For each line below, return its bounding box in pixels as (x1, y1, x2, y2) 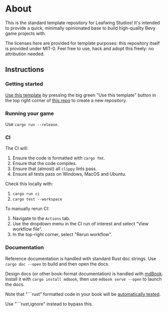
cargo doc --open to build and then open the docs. (5, 261, 109, 267)
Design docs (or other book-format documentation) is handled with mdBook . (5, 270, 163, 277)
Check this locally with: (5, 181, 54, 187)
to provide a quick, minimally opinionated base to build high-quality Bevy (5, 25, 155, 31)
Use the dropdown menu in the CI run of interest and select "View (12, 221, 149, 227)
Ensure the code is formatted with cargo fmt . (12, 155, 105, 161)
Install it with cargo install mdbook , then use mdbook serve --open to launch (5, 276, 162, 282)
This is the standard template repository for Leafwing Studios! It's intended (5, 20, 160, 26)
